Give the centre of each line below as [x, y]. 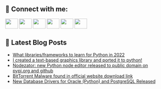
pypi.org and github [33, 70]
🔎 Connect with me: [36, 9]
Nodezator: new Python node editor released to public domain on [80, 65]
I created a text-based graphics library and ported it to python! [77, 60]
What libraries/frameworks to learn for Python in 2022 [68, 54]
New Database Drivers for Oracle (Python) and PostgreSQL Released [84, 81]
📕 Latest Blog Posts [36, 43]
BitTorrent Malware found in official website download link [73, 76]
